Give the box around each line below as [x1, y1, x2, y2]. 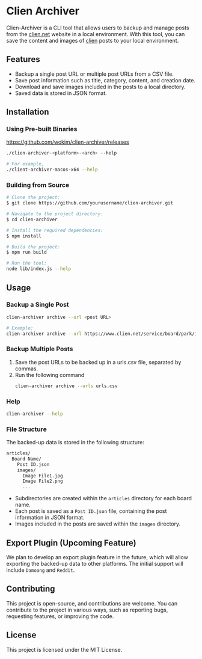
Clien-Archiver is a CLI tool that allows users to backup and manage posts [6, 24, 189, 31]
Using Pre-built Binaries [6, 125, 78, 133]
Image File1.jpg [22, 473, 63, 479]
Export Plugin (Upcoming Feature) [6, 538, 136, 548]
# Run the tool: [6, 260, 47, 266]
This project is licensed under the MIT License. [6, 646, 123, 653]
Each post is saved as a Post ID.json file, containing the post [14, 507, 167, 515]
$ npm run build [6, 250, 47, 256]
